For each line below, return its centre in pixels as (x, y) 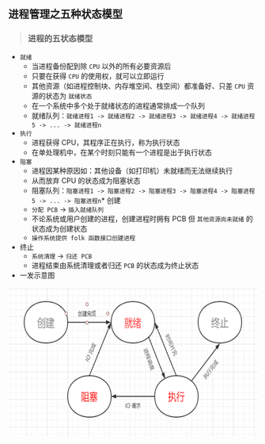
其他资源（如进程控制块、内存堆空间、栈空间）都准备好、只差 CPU (138, 86)
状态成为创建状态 (59, 228)
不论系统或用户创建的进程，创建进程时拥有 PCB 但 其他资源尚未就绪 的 (142, 218)
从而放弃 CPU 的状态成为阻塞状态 (86, 180)
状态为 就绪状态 (69, 96)
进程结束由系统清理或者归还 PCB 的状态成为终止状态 (115, 265)
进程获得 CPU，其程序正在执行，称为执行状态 (106, 142)
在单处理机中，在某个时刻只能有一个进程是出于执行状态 (121, 152)
